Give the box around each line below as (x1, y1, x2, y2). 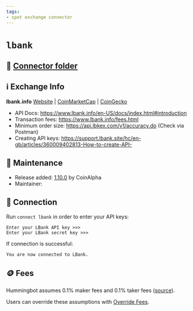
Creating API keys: (14, 134, 60, 142)
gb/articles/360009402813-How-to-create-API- (14, 140, 132, 148)
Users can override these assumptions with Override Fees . (6, 299, 150, 306)
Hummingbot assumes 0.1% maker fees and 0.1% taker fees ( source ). (6, 287, 175, 294)
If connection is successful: (6, 240, 73, 247)
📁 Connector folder (6, 61, 78, 71)
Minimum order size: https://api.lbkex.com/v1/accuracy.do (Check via (14, 122, 185, 129)
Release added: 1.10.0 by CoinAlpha (14, 174, 102, 181)
